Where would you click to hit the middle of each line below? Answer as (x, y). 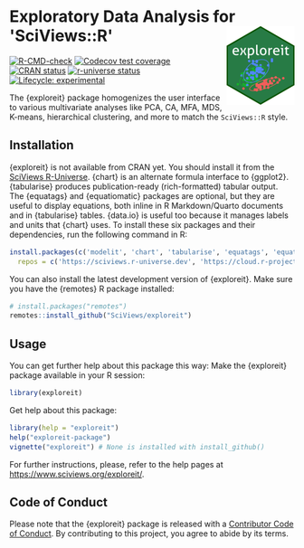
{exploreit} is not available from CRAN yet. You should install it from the (142, 167)
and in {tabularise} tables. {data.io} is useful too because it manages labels (149, 215)
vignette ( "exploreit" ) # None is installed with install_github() (137, 447)
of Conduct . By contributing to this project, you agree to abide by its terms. (149, 534)
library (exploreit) (46, 393)
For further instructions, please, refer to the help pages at (116, 464)
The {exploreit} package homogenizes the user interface (115, 98)
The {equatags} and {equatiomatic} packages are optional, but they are (142, 195)
